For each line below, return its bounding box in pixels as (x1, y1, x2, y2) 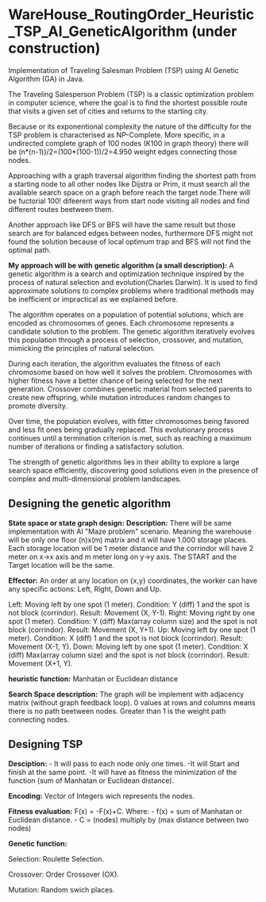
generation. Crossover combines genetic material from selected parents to (8, 384, 253, 394)
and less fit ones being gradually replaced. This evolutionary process (8, 425, 234, 434)
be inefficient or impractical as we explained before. (8, 294, 179, 303)
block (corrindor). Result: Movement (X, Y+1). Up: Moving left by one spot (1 (8, 625, 256, 634)
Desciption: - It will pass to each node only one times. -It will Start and (8, 758, 240, 768)
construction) (8, 40, 101, 57)
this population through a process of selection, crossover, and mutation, (8, 335, 244, 345)
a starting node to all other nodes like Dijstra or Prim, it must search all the (8, 179, 250, 188)
